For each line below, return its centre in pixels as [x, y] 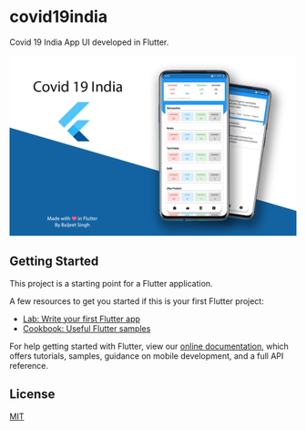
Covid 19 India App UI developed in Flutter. [89, 42]
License [32, 394]
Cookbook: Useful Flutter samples [87, 328]
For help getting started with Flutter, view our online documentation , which [149, 346]
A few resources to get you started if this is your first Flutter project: [137, 301]
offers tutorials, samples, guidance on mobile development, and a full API [147, 356]
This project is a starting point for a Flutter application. [111, 283]
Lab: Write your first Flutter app [82, 319]
